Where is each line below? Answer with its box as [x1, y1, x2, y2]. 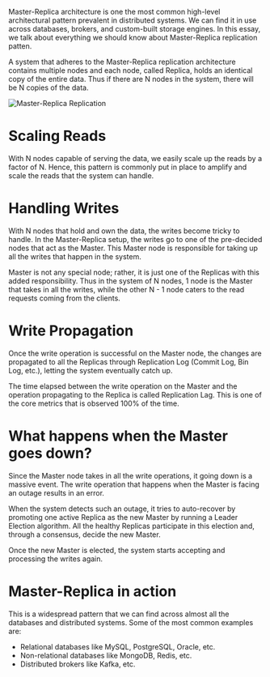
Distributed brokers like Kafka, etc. [19, 659, 136, 669]
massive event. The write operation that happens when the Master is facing [8, 479, 260, 489]
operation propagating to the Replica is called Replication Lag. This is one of [8, 390, 263, 399]
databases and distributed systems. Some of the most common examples [8, 617, 254, 627]
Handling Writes [8, 199, 120, 218]
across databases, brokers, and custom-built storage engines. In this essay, [8, 24, 261, 33]
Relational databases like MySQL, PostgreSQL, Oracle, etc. [19, 641, 216, 651]
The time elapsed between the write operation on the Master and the [8, 381, 238, 391]
